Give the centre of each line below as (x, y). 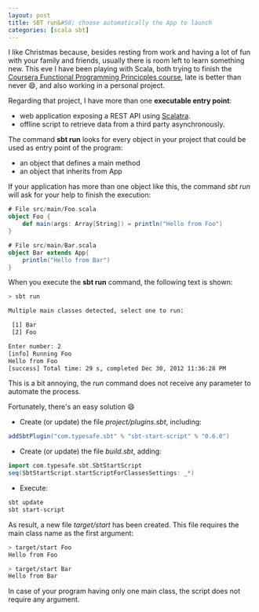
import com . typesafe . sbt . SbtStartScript (75, 466)
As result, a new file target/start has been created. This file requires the (124, 525)
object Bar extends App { (49, 253)
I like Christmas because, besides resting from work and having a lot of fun (129, 53)
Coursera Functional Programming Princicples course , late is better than (125, 77)
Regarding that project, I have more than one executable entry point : (120, 101)
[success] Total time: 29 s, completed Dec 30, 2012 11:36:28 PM (117, 368)
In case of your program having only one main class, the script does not (124, 591)
